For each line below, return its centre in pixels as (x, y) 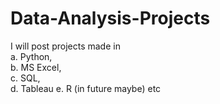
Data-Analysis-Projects (110, 18)
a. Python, (31, 56)
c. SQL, (25, 78)
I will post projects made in (65, 46)
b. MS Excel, (36, 67)
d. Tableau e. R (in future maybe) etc (86, 88)
